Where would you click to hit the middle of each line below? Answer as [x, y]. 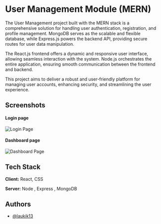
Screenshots [25, 105]
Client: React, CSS [24, 179]
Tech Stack [23, 167]
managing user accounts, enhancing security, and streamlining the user [78, 84]
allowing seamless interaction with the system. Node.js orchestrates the [79, 59]
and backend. [19, 69]
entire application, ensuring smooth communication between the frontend [80, 64]
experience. [17, 89]
